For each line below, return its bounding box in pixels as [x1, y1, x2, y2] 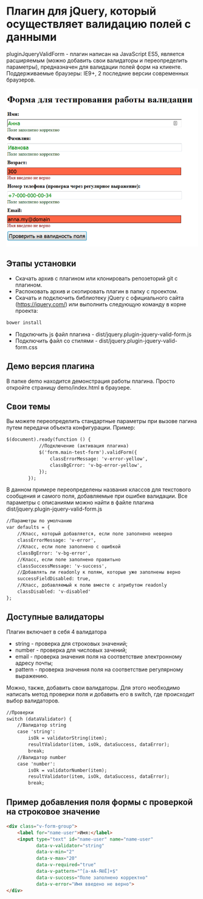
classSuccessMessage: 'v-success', [17, 563, 108, 569]
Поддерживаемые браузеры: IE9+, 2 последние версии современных [6, 69, 189, 77]
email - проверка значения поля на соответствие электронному [15, 652, 182, 660]
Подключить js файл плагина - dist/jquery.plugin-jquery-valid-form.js [15, 331, 192, 338]
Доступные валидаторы [6, 612, 105, 622]
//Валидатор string [17, 722, 67, 729]
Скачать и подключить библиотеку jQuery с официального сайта [15, 294, 184, 301]
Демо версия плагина [6, 361, 95, 372]
